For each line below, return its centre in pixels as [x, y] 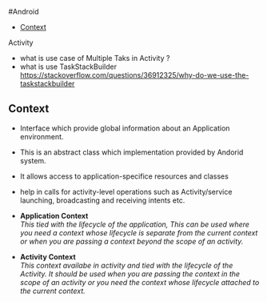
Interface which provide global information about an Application [125, 128]
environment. [42, 136]
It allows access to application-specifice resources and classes [124, 176]
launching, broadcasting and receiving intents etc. [102, 200]
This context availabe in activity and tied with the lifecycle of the [126, 265]
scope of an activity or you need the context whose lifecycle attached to [139, 282]
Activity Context [48, 256]
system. [33, 160]
